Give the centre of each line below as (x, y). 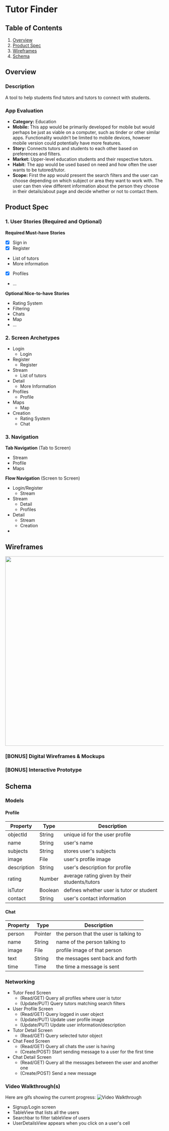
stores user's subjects (90, 851)
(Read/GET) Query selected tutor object (61, 1036)
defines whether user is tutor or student (110, 890)
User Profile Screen (33, 1009)
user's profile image (87, 859)
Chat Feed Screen (31, 1041)
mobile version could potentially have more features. (67, 143)
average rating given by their (98, 875)
